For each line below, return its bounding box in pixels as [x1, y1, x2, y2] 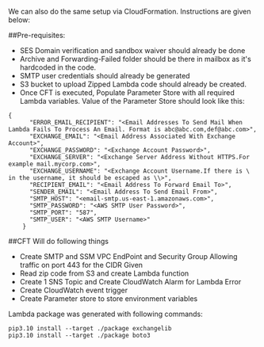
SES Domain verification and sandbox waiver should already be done [19, 46, 246, 55]
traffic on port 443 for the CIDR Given [19, 261, 143, 269]
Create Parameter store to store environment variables [19, 294, 198, 303]
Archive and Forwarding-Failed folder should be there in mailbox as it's [19, 55, 251, 63]
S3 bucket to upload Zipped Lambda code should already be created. [19, 79, 247, 89]
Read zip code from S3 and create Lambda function [19, 269, 189, 278]
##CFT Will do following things [8, 237, 109, 246]
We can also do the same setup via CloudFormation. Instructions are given [8, 7, 251, 16]
